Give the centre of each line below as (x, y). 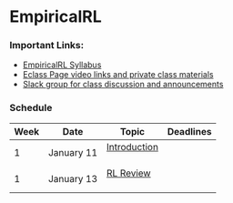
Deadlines (189, 131)
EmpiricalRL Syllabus (62, 65)
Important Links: (47, 46)
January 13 (73, 178)
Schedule (31, 108)
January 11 (73, 152)
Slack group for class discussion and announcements (123, 85)
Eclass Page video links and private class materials (118, 75)
